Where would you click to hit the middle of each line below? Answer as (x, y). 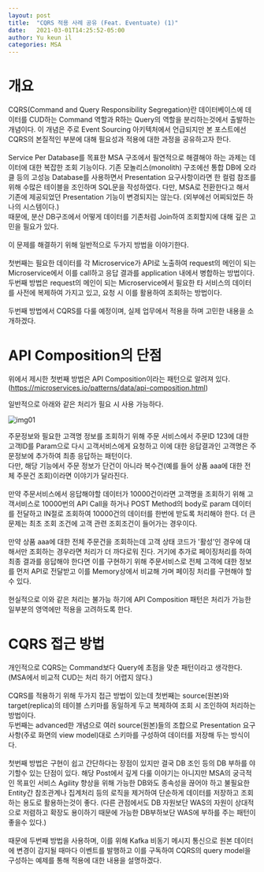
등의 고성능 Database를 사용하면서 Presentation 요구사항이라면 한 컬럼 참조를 (136, 178)
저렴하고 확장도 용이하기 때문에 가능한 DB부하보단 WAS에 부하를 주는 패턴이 (139, 812)
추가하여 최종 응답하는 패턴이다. (84, 456)
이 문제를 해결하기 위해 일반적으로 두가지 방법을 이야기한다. (99, 245)
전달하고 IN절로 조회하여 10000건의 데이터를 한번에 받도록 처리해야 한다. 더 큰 (136, 513)
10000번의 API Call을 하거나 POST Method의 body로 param (136, 503)
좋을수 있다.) (28, 822)
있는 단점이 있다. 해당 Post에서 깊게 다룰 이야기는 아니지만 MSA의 (130, 773)
